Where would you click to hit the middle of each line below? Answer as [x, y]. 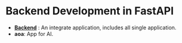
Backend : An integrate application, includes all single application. [95, 27]
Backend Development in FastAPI [90, 11]
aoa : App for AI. [34, 33]
